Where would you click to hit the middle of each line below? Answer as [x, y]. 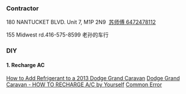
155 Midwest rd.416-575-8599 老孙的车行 [58, 35]
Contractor [22, 8]
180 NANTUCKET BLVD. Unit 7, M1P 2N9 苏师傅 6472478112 [81, 22]
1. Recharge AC [25, 65]
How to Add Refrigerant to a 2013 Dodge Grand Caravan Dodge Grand [93, 78]
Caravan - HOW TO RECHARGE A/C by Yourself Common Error [84, 84]
